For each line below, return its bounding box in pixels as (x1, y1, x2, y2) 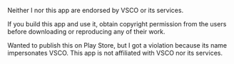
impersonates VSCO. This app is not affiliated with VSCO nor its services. (7, 49, 223, 57)
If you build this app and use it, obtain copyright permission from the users (7, 20, 227, 28)
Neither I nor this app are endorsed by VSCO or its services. (7, 6, 184, 14)
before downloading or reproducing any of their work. (7, 28, 166, 36)
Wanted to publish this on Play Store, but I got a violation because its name (7, 41, 227, 49)
